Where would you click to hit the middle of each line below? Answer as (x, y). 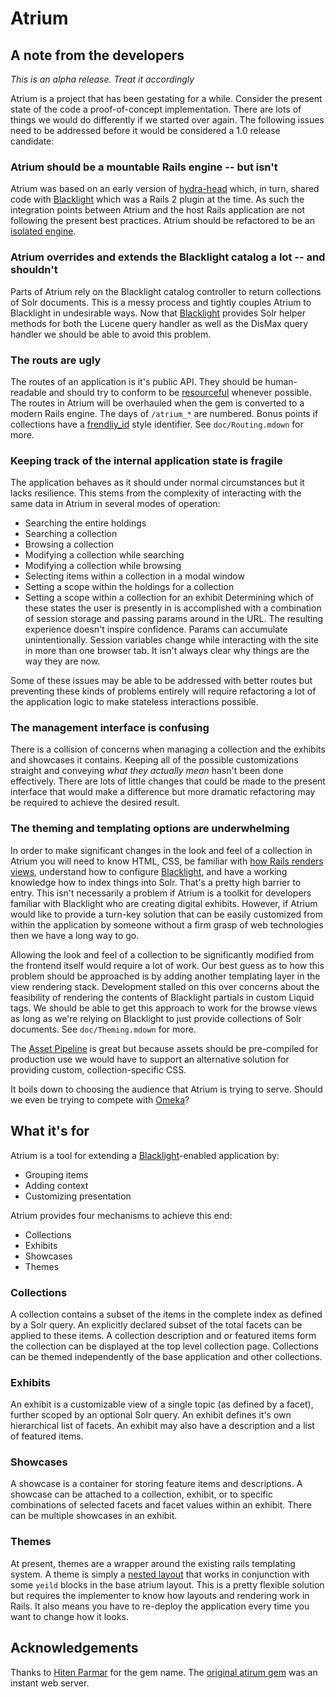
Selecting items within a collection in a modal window (134, 576)
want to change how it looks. (69, 1616)
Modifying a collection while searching (104, 555)
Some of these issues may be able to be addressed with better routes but (161, 681)
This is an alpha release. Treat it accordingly (102, 79)
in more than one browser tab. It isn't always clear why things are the (167, 651)
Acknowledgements (74, 1648)
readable (28, 392)
